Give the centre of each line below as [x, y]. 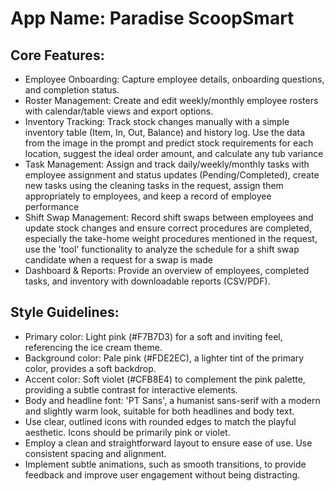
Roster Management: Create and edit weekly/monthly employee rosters [171, 100]
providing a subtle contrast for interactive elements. [131, 389]
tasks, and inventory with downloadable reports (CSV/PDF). [147, 281]
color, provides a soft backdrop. [90, 368]
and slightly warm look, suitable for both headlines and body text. [159, 411]
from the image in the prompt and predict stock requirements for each [169, 143]
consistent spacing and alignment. [95, 453]
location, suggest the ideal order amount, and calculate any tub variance [174, 153]
